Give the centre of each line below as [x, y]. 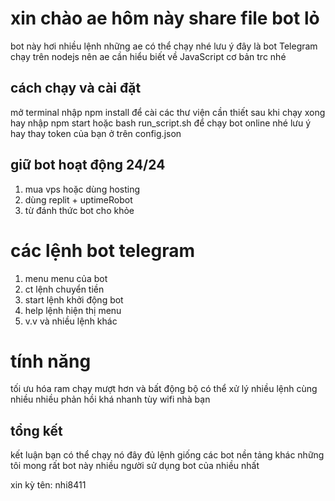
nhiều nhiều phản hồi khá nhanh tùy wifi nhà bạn [110, 399]
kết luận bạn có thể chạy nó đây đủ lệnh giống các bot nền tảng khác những [167, 455]
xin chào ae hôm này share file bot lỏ [165, 18]
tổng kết [36, 430]
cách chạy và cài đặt [76, 88]
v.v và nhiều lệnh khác [71, 321]
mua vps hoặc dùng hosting [82, 189]
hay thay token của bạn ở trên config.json [96, 133]
